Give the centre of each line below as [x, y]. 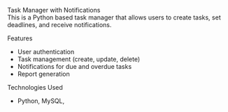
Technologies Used [35, 87]
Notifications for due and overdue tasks [74, 66]
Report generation [43, 74]
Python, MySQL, [41, 101]
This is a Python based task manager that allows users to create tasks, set [114, 17]
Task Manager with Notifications [54, 10]
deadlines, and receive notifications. [59, 25]
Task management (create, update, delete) [79, 59]
